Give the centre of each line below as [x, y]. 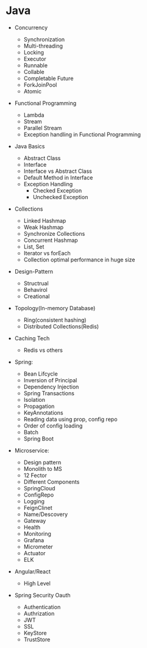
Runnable [36, 65]
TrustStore [37, 639]
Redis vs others [43, 350]
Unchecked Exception [60, 197]
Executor [35, 59]
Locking [34, 52]
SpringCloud [39, 488]
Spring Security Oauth [42, 595]
